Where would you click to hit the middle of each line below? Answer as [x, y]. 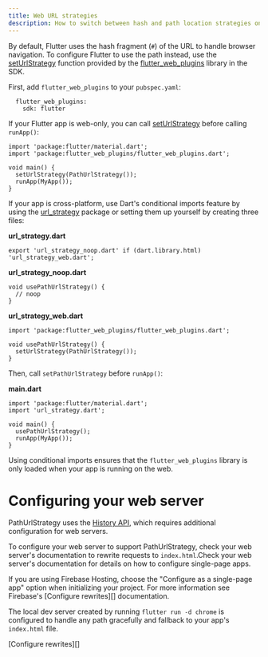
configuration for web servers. [58, 532]
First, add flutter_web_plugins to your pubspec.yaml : [95, 87]
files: [16, 220]
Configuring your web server [106, 501]
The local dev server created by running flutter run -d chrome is [116, 611]
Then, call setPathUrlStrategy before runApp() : [86, 373]
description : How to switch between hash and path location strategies [130, 23]
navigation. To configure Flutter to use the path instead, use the [112, 54]
